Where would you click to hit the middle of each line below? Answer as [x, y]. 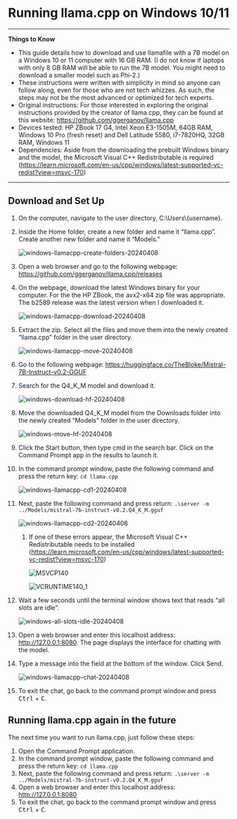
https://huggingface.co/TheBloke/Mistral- [166, 364]
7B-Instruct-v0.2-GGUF [52, 372]
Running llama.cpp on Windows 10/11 [118, 13]
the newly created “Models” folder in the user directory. [99, 420]
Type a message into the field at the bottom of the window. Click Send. [121, 664]
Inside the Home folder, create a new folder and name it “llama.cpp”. [117, 231]
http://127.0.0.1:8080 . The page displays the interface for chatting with [119, 642]
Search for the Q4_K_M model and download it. [87, 386]
